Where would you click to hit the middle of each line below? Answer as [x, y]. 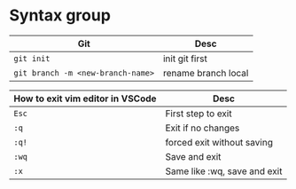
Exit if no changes [203, 128]
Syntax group [60, 16]
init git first [185, 59]
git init [32, 58]
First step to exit [199, 114]
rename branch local [206, 73]
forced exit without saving [219, 142]
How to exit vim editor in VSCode [85, 98]
